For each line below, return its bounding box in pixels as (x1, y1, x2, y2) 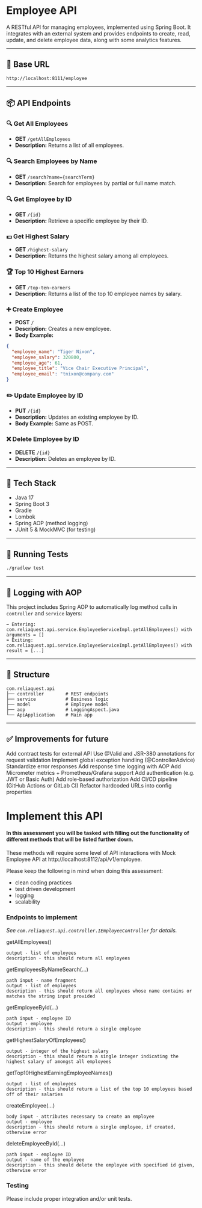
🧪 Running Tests (6, 549, 69, 559)
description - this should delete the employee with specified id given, (6, 1162, 195, 1168)
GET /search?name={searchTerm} (14, 173, 95, 180)
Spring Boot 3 (14, 501, 50, 508)
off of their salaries (6, 1091, 63, 1098)
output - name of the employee (6, 1157, 85, 1163)
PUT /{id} (14, 407, 41, 414)
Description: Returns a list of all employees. (14, 142, 124, 149)
